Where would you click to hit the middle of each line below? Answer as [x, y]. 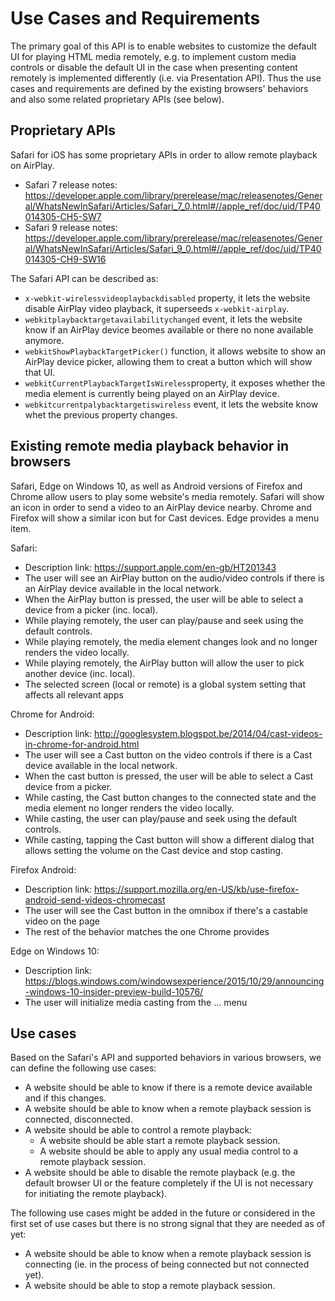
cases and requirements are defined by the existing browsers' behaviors [159, 88]
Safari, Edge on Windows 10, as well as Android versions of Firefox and [156, 486]
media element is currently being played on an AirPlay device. [152, 393]
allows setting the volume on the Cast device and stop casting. [154, 850]
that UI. [40, 372]
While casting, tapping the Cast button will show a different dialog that [169, 839]
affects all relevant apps [74, 694]
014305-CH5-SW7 [63, 216]
